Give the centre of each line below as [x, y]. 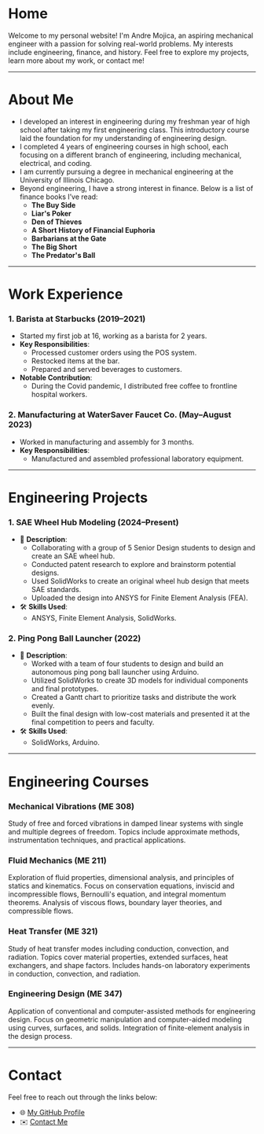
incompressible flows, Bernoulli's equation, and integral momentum [117, 894]
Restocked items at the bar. [75, 361]
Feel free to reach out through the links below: [83, 1097]
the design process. [40, 1036]
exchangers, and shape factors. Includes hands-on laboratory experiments [129, 965]
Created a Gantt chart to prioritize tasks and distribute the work [134, 698]
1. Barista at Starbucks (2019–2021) [77, 318]
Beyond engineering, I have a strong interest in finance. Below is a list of [136, 188]
